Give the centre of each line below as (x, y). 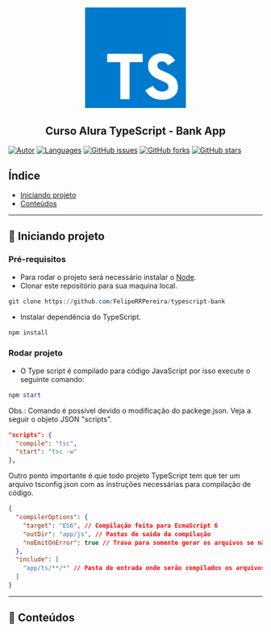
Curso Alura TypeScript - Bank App (135, 131)
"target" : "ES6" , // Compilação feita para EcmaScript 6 (121, 526)
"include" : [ (38, 559)
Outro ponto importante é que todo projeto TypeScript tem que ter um (124, 476)
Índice (24, 175)
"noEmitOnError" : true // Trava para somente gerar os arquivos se (139, 543)
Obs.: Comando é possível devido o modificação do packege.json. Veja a (130, 410)
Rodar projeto (35, 353)
